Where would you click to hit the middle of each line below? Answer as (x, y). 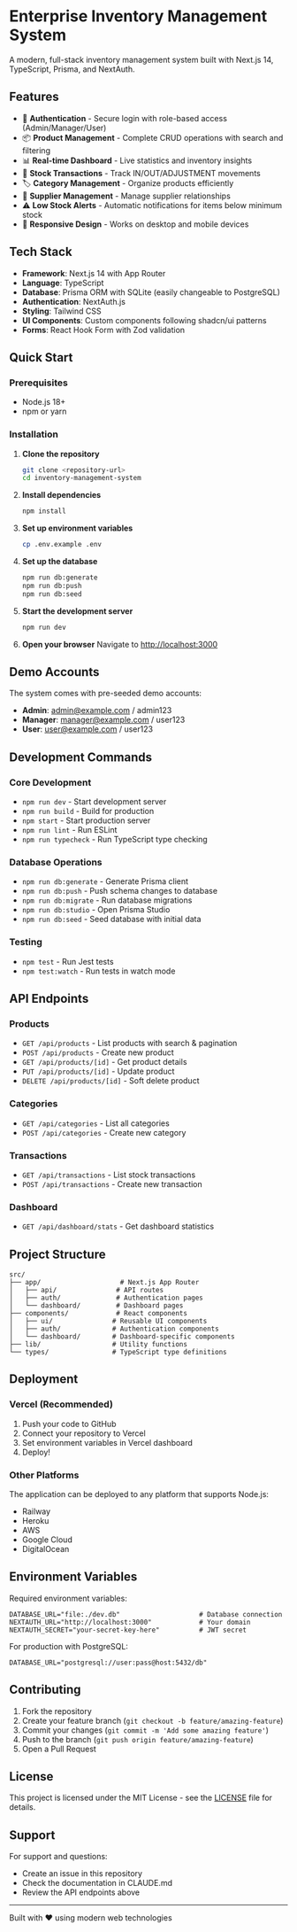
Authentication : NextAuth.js (74, 301)
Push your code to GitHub (69, 1424)
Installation (34, 434)
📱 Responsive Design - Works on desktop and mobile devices (135, 224)
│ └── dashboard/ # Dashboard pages (96, 1306)
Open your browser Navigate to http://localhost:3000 (120, 644)
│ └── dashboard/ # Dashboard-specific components (122, 1337)
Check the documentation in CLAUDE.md (97, 1883)
